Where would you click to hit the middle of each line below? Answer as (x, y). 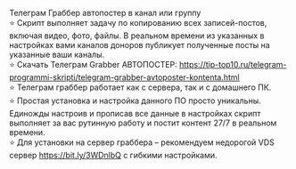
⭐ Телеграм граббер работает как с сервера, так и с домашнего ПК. (140, 87)
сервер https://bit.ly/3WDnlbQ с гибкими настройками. (113, 155)
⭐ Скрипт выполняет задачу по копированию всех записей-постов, (138, 23)
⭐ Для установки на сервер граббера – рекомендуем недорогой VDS (142, 142)
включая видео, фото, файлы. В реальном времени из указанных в (137, 36)
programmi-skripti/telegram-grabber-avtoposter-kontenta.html (124, 77)
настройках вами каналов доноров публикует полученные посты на (140, 45)
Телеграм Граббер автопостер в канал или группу (105, 13)
